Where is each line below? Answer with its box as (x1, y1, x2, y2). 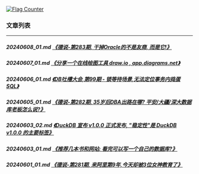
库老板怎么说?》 (6, 106, 46, 113)
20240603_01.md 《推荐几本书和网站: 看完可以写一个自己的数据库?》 (6, 145, 178, 152)
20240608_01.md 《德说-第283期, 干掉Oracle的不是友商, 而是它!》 (6, 43, 172, 50)
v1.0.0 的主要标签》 (6, 129, 54, 136)
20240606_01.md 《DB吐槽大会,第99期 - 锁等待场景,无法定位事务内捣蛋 (6, 75, 181, 83)
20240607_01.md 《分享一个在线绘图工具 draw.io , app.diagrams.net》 (6, 60, 181, 67)
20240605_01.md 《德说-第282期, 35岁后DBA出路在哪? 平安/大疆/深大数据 (6, 99, 192, 106)
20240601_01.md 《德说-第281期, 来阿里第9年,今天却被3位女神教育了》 (6, 161, 183, 168)
